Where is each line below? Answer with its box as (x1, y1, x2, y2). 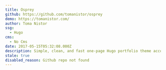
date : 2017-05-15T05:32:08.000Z (5, 44, 72, 49)
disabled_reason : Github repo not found (5, 58, 90, 63)
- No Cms (9, 39, 28, 44)
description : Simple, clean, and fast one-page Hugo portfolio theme (5, 48, 152, 53)
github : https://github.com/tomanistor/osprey (5, 12, 103, 17)
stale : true (5, 53, 30, 58)
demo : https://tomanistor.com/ (5, 16, 70, 21)
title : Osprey (5, 7, 35, 12)
